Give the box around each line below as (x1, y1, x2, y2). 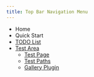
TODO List (15, 38, 41, 45)
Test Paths (24, 57, 51, 64)
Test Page (24, 51, 50, 58)
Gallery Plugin (24, 64, 59, 71)
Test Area (15, 45, 39, 52)
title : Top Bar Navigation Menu (6, 8, 88, 15)
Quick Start (15, 31, 44, 39)
